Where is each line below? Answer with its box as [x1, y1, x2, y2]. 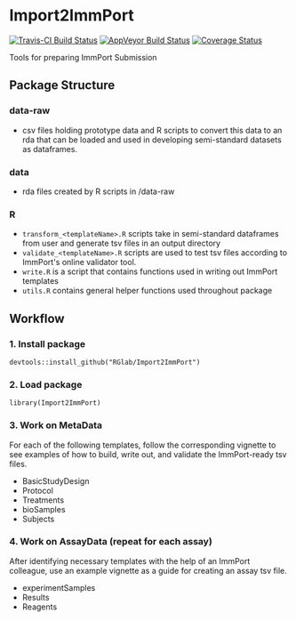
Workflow [9, 310, 65, 326]
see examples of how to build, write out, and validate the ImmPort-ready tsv [9, 448, 287, 459]
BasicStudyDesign [21, 475, 90, 486]
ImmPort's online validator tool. [21, 257, 137, 268]
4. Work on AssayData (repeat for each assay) [9, 536, 213, 548]
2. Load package [9, 378, 83, 391]
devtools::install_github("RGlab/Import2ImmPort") [9, 358, 201, 367]
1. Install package [9, 337, 86, 350]
